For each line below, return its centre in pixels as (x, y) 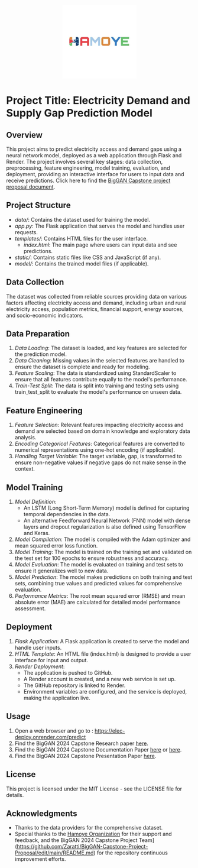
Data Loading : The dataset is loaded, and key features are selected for (101, 348)
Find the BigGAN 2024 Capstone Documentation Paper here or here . (98, 749)
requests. (26, 232)
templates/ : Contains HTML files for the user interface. (81, 238)
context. (25, 469)
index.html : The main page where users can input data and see (100, 245)
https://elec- (110, 731)
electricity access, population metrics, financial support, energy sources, (95, 309)
